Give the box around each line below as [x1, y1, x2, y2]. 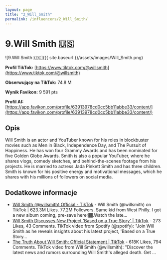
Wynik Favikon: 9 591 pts [5, 89, 58, 95]
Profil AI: [5, 99, 24, 105]
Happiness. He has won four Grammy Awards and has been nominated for [5, 148, 158, 154]
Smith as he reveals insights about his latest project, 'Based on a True [12, 228, 156, 234]
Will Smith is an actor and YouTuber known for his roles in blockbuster [5, 137, 149, 143]
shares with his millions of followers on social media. [5, 174, 113, 180]
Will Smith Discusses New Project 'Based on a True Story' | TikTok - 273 [12, 217, 161, 224]
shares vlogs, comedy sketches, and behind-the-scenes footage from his [5, 158, 156, 164]
